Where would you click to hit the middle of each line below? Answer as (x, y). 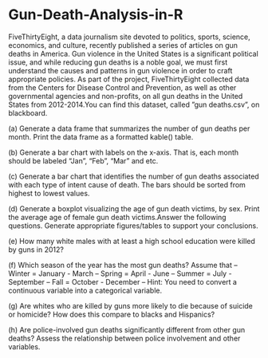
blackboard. (28, 112)
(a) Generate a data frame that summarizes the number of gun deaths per (129, 128)
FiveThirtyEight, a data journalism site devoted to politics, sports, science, (130, 37)
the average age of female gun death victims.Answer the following (117, 217)
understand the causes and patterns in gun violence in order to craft (120, 70)
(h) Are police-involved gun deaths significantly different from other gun (127, 329)
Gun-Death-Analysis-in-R (96, 15)
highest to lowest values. (49, 193)
